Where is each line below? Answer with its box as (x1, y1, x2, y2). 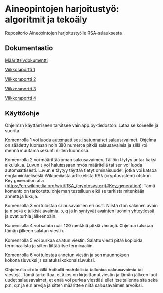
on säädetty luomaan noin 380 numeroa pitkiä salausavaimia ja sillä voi (5, 142, 148, 148)
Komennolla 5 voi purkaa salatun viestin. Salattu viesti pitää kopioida (5, 237, 143, 243)
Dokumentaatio (5, 44, 53, 52)
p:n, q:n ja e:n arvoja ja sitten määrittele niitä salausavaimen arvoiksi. (5, 282, 143, 288)
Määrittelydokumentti (5, 57, 48, 63)
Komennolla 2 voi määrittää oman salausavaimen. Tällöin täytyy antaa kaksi (5, 157, 157, 162)
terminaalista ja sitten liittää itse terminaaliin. (5, 242, 94, 248)
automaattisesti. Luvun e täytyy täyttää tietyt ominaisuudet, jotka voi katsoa (5, 167, 157, 173)
